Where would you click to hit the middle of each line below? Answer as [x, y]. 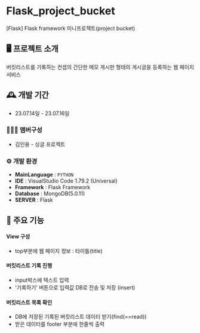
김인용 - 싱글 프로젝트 [40, 144]
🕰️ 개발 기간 [27, 95]
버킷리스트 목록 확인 [29, 302]
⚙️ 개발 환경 [22, 161]
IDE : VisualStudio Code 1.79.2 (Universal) [66, 181]
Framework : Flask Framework [53, 187]
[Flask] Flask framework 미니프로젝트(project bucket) [71, 28]
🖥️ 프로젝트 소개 [32, 49]
